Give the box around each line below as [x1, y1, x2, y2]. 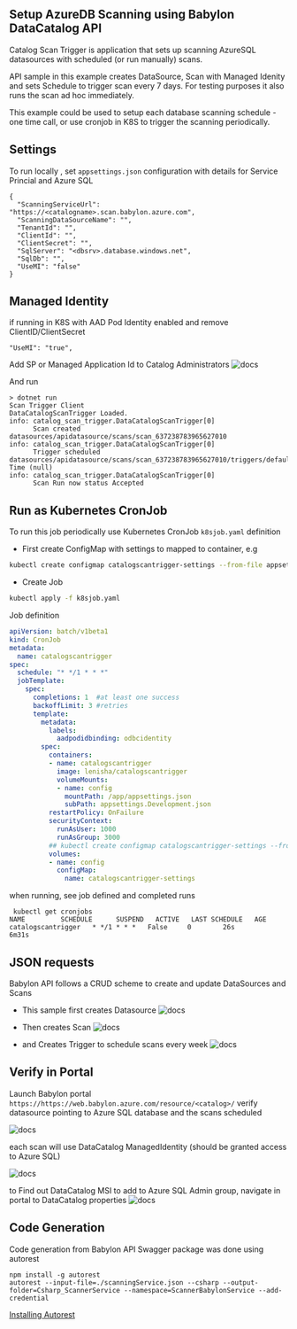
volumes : [48, 850, 81, 859]
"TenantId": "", [17, 223, 77, 232]
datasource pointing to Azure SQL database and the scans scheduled [9, 1107, 263, 1117]
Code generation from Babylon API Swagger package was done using [9, 1244, 264, 1255]
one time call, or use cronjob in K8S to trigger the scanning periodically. [9, 116, 270, 127]
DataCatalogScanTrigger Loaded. [9, 409, 128, 418]
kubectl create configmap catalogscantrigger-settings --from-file [9, 561, 263, 570]
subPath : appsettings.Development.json [65, 800, 212, 809]
